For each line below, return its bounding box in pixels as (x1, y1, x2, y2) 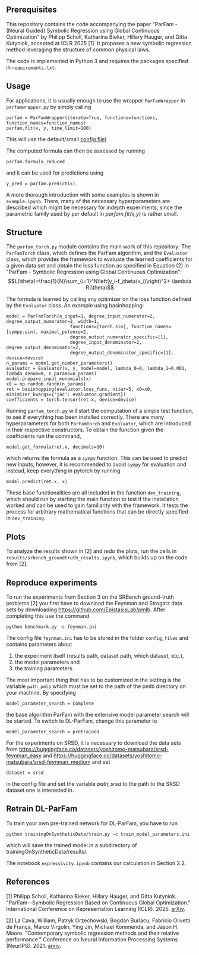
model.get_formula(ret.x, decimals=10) (6, 444, 105, 450)
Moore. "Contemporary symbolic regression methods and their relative (6, 929, 179, 937)
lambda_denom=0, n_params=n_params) (6, 371, 97, 377)
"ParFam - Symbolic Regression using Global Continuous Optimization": (6, 268, 182, 276)
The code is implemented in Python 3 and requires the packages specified (6, 57, 189, 64)
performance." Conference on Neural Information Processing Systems (6, 935, 178, 943)
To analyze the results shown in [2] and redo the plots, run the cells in (6, 548, 177, 555)
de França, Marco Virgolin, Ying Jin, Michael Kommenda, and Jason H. (6, 923, 179, 930)
